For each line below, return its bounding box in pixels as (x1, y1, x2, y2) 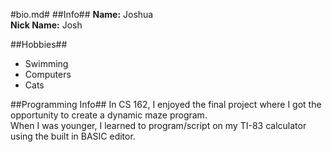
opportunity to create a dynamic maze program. (10, 109, 208, 121)
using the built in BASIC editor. (10, 130, 136, 142)
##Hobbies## (10, 39, 68, 50)
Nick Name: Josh (10, 19, 83, 31)
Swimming (24, 58, 69, 69)
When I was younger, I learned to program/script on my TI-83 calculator (10, 120, 307, 131)
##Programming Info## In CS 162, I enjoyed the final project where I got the (10, 99, 322, 110)
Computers (24, 69, 72, 80)
